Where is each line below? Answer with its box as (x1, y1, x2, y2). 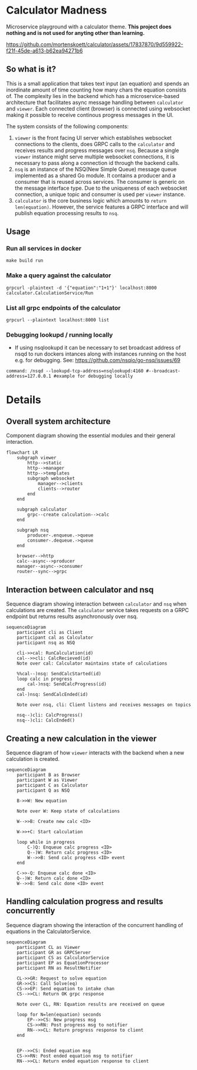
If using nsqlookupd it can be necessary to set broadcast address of (14, 344, 181, 352)
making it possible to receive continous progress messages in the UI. (6, 111, 174, 118)
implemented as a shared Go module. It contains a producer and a (14, 172, 176, 179)
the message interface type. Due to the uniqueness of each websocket (14, 184, 188, 191)
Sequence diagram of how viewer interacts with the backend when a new (6, 749, 185, 756)
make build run (6, 258, 44, 264)
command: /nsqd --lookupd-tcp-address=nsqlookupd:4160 (6, 368, 144, 374)
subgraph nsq (17, 527, 49, 534)
